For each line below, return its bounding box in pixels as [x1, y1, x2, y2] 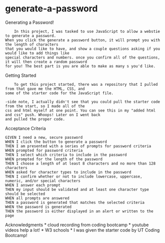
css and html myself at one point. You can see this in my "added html [5, 108, 156, 113]
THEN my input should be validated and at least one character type [5, 187, 149, 192]
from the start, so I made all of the [5, 104, 85, 109]
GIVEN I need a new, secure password [5, 135, 83, 140]
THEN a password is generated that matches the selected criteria [5, 200, 145, 205]
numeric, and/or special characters [5, 178, 81, 183]
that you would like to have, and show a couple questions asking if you [5, 46, 161, 51]
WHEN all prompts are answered [5, 195, 70, 201]
